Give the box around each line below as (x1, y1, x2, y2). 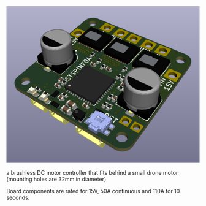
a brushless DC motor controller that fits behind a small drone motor (6, 169, 178, 176)
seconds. (6, 194, 30, 201)
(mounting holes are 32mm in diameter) (6, 175, 107, 183)
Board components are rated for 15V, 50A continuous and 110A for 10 (6, 188, 180, 194)
